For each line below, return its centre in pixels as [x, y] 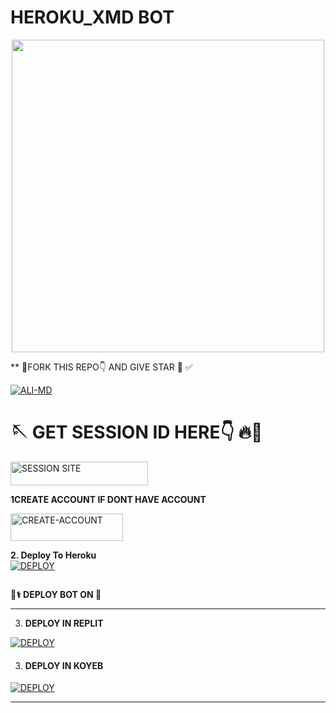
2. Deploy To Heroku [53, 555]
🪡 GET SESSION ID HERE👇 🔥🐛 [136, 432]
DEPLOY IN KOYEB [64, 665]
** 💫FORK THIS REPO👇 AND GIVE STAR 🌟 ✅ [101, 367]
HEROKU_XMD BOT [92, 17]
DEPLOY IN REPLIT [64, 623]
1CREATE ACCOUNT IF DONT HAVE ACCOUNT [108, 500]
